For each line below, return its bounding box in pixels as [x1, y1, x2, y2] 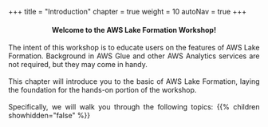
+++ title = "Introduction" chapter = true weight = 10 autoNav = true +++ [8, 7, 247, 16]
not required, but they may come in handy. [8, 60, 148, 69]
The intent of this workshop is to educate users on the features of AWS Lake [8, 43, 260, 53]
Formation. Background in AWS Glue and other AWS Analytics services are [8, 51, 260, 61]
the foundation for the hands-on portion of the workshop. [8, 85, 197, 95]
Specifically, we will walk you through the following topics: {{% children [8, 102, 260, 112]
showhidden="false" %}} [8, 111, 91, 121]
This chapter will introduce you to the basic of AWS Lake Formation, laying [8, 77, 260, 86]
